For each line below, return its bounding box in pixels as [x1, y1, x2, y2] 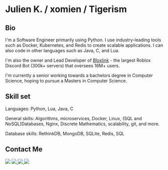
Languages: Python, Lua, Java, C [5, 106, 74, 112]
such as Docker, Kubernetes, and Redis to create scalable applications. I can [5, 42, 163, 48]
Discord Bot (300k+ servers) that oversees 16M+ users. [5, 63, 120, 68]
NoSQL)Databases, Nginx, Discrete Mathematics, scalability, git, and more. [5, 121, 160, 127]
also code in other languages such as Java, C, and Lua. [5, 48, 119, 53]
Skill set [5, 92, 31, 101]
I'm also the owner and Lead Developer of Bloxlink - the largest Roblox [5, 57, 151, 63]
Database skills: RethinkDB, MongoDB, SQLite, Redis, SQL [5, 130, 125, 136]
